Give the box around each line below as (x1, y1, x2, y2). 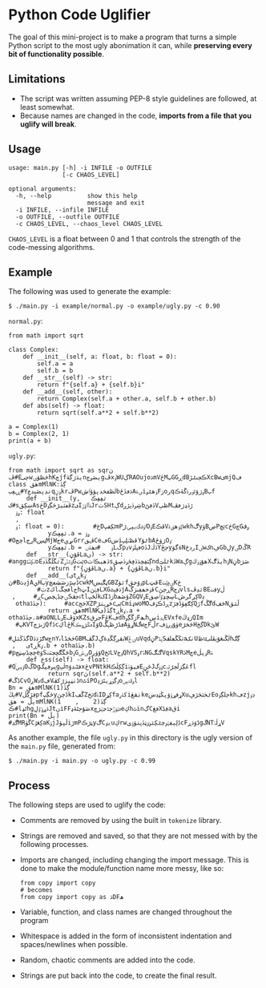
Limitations (8, 72, 66, 86)
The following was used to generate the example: (8, 287, 171, 296)
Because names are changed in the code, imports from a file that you (19, 111, 252, 120)
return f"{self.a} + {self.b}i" (37, 381, 146, 389)
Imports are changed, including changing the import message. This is (19, 855, 250, 865)
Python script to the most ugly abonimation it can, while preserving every (8, 40, 252, 50)
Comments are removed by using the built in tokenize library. (19, 816, 222, 825)
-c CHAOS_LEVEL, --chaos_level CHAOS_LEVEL (15, 220, 163, 228)
